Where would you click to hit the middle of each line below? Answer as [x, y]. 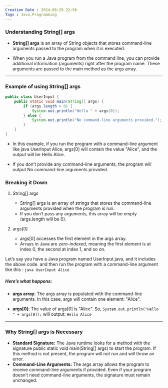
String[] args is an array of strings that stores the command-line [85, 203]
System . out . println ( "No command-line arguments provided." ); [97, 120]
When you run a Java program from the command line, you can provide [86, 58]
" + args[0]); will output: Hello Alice [52, 314]
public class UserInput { [32, 97]
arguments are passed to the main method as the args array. [75, 69]
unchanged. [25, 380]
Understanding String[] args [40, 32]
